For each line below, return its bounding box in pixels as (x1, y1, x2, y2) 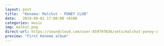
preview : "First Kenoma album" (5, 34, 69, 39)
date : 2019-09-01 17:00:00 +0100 (5, 16, 78, 21)
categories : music (5, 20, 42, 25)
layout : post (5, 7, 32, 12)
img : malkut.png (5, 25, 38, 30)
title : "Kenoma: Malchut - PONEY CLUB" (5, 11, 89, 16)
